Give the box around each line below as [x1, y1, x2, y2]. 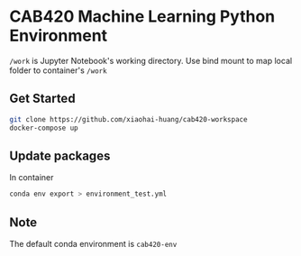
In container [9, 172, 54, 183]
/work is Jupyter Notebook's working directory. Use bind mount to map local [9, 55, 293, 66]
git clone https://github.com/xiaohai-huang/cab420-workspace [9, 114, 248, 123]
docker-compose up [9, 123, 78, 133]
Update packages [9, 148, 111, 163]
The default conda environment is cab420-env [9, 239, 178, 249]
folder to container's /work [9, 65, 107, 76]
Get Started [9, 91, 76, 106]
